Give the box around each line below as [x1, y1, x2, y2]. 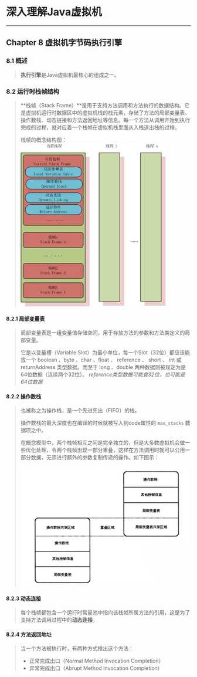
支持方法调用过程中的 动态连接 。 [20, 617, 98, 624]
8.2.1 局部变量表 [6, 315, 45, 322]
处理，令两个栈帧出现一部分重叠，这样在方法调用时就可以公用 [36, 446, 185, 453]
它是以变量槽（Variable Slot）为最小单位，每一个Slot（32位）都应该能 [20, 349, 191, 356]
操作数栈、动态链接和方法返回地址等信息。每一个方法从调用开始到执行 [20, 116, 191, 123]
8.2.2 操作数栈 [6, 392, 42, 400]
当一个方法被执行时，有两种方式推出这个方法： [20, 645, 134, 652]
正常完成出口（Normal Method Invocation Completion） [29, 658, 164, 665]
